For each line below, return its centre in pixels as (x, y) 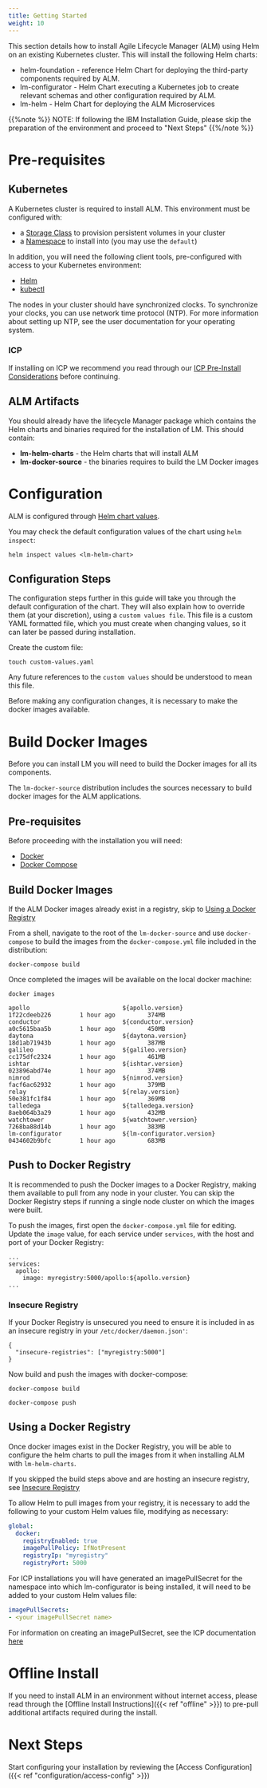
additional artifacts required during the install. (83, 1712)
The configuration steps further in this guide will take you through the (122, 598)
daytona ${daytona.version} (98, 1036)
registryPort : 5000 (55, 1563)
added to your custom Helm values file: (73, 1596)
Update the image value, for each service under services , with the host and (131, 1234)
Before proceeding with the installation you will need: (96, 841)
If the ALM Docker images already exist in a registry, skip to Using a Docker (132, 909)
